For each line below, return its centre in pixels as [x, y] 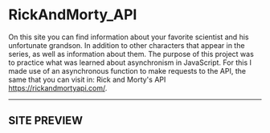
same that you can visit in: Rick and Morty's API [87, 79]
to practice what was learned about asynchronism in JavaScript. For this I [130, 62]
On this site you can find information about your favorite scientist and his [129, 37]
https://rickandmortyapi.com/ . [58, 88]
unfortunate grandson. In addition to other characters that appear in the [127, 45]
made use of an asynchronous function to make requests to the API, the [127, 71]
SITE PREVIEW [45, 121]
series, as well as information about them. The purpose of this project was [131, 54]
